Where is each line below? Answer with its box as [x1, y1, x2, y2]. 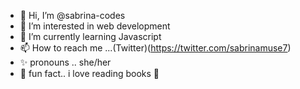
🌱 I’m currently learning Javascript [19, 31, 162, 42]
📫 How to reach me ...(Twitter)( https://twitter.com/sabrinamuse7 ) [19, 42, 292, 54]
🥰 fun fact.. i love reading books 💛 [19, 68, 160, 79]
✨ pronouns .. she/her [19, 56, 112, 68]
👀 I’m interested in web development [19, 20, 171, 32]
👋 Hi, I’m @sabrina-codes [19, 10, 126, 21]
